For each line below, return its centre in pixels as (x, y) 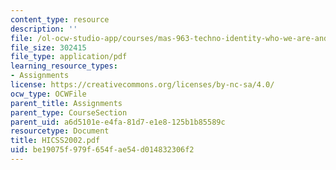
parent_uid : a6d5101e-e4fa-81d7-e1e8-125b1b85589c (118, 122)
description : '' (44, 29)
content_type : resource (60, 19)
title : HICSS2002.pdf (55, 141)
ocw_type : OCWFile (48, 94)
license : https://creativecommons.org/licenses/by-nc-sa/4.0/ (142, 85)
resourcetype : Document (60, 131)
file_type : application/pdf (69, 57)
